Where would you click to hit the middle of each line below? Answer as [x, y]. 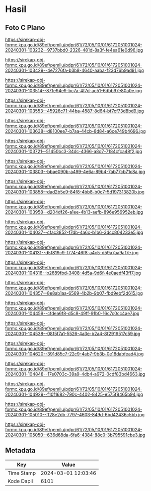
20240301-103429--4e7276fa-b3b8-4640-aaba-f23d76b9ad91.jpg [75, 70]
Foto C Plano [25, 28]
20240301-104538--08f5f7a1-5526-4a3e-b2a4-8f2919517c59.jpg [73, 333]
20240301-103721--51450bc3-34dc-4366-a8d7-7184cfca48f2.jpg [74, 151]
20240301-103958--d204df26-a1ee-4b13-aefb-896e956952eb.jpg [74, 212]
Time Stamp [22, 473]
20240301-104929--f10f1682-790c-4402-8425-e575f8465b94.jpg [74, 394]
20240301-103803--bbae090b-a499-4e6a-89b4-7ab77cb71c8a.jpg [75, 171]
